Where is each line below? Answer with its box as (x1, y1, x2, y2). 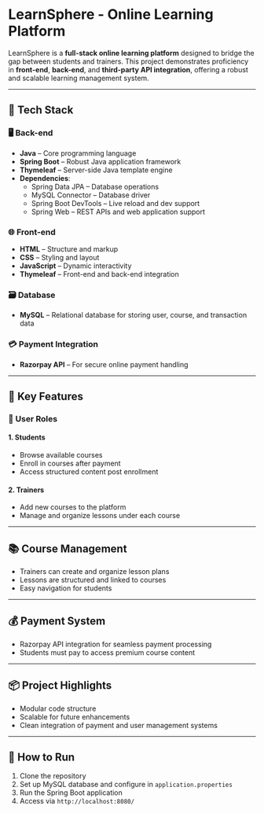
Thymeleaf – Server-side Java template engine (19, 165, 173, 175)
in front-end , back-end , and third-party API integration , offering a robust (8, 64, 249, 74)
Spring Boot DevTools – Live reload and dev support (31, 198, 200, 208)
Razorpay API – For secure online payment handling (19, 359, 189, 369)
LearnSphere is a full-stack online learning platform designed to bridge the (8, 48, 255, 57)
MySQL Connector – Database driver (31, 190, 151, 200)
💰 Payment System (8, 615, 106, 628)
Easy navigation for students (19, 583, 112, 593)
